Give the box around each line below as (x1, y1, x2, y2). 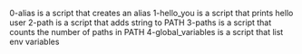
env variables (9, 36, 60, 47)
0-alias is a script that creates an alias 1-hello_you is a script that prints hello (9, 8, 294, 18)
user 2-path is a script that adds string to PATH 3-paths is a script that (9, 17, 272, 28)
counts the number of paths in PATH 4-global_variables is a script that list (9, 27, 284, 37)
